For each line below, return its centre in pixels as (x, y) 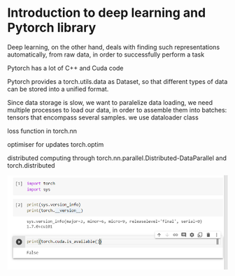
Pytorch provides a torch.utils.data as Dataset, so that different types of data (117, 81)
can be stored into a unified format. (58, 89)
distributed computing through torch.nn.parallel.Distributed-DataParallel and (117, 158)
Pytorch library (52, 28)
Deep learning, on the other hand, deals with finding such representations (114, 47)
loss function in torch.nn (42, 131)
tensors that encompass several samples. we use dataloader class (103, 117)
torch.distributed (31, 165)
